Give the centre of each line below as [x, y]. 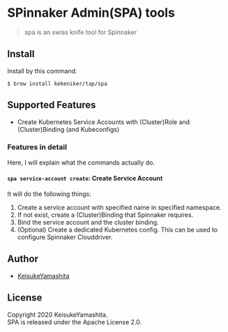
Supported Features [52, 105]
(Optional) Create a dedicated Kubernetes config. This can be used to [117, 230]
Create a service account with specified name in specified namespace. [119, 208]
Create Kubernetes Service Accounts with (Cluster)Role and [104, 122]
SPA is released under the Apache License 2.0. [75, 322]
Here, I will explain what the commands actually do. [81, 163]
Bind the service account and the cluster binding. [88, 222]
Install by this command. [42, 70]
